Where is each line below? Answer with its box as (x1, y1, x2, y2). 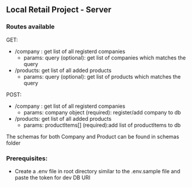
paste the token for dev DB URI (14, 174, 91, 181)
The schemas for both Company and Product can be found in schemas (6, 133, 180, 140)
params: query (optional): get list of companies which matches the (23, 54, 186, 61)
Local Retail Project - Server (6, 5, 111, 15)
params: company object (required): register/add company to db (23, 108, 181, 116)
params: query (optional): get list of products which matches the (23, 73, 181, 80)
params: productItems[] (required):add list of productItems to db (23, 121, 181, 129)
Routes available (6, 23, 55, 31)
